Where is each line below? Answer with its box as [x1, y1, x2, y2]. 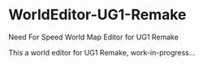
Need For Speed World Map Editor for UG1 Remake [8, 32, 179, 42]
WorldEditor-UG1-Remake [8, 6, 187, 24]
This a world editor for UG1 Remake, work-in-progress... [8, 47, 196, 57]
